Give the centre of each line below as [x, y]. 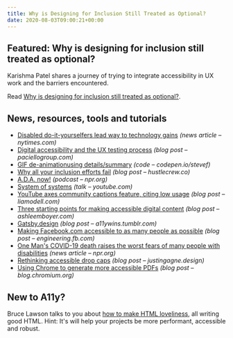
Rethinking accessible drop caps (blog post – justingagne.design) [111, 260]
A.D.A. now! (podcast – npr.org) [62, 179]
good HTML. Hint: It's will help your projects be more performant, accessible [116, 321]
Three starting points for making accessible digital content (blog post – [118, 209]
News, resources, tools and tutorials [87, 118]
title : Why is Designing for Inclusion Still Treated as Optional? [107, 14]
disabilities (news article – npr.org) [67, 253]
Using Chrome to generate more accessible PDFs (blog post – [105, 268]
